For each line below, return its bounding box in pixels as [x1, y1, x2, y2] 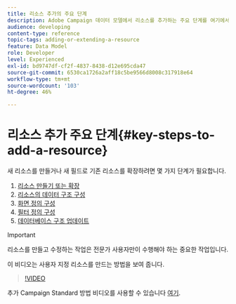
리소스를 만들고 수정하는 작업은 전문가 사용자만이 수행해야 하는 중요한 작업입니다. [7, 245, 229, 253]
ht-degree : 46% [7, 88, 52, 95]
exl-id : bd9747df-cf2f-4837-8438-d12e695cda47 [7, 62, 146, 70]
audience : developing [7, 23, 71, 30]
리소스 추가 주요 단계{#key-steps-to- [7, 127, 216, 143]
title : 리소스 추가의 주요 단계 [7, 10, 87, 18]
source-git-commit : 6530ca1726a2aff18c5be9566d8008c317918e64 [7, 69, 193, 76]
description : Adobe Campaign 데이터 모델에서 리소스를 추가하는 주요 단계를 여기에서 [7, 17, 230, 24]
